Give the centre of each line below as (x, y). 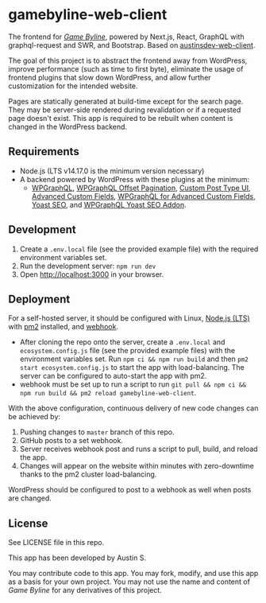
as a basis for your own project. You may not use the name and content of (129, 582)
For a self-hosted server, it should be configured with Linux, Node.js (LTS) (129, 318)
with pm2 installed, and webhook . (64, 327)
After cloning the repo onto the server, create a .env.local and (122, 342)
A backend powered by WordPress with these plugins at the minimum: (135, 179)
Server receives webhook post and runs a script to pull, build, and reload (139, 449)
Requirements (44, 152)
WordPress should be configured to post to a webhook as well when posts (130, 490)
